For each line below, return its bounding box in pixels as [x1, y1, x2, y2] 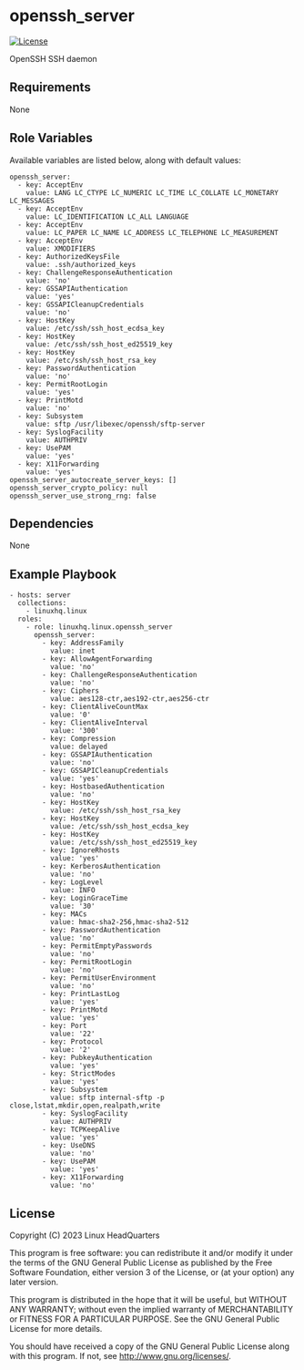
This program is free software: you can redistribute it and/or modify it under [9, 1248, 293, 1258]
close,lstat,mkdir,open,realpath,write [9, 1101, 161, 1110]
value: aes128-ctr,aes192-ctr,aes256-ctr [49, 695, 209, 704]
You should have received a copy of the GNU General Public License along [9, 1341, 289, 1352]
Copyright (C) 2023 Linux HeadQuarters [9, 1230, 161, 1241]
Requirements [9, 79, 91, 96]
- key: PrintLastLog [42, 990, 120, 999]
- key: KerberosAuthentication [42, 862, 161, 871]
